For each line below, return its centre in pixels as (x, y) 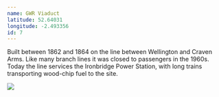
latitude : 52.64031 (35, 20)
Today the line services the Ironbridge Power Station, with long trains (105, 66)
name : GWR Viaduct (33, 13)
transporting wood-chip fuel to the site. (62, 74)
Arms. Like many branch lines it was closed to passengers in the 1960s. (108, 59)
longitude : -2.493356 (38, 26)
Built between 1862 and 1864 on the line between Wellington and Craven (110, 52)
